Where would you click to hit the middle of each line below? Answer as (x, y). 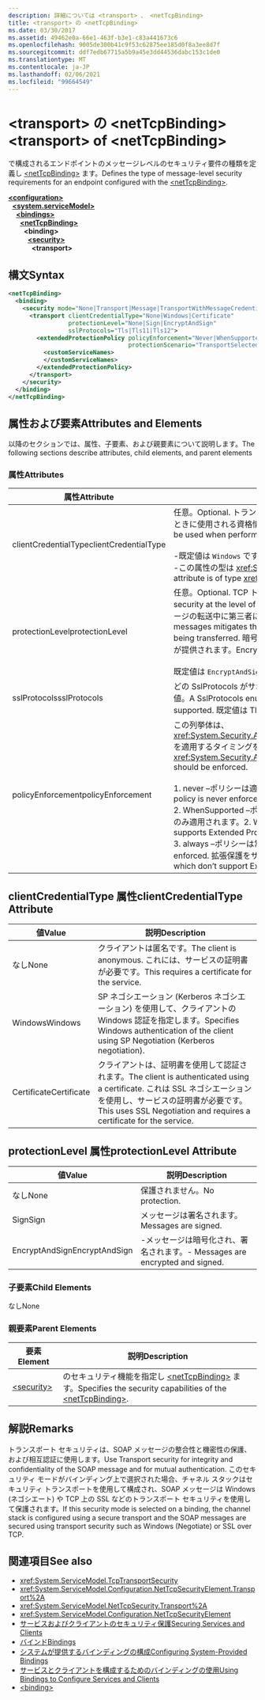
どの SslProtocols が (211, 687)
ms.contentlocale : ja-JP (49, 67)
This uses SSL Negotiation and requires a (174, 1111)
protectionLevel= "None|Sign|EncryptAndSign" (142, 323)
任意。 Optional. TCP (211, 593)
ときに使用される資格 (213, 525)
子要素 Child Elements (50, 1288)
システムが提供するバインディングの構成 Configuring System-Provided (133, 1652)
